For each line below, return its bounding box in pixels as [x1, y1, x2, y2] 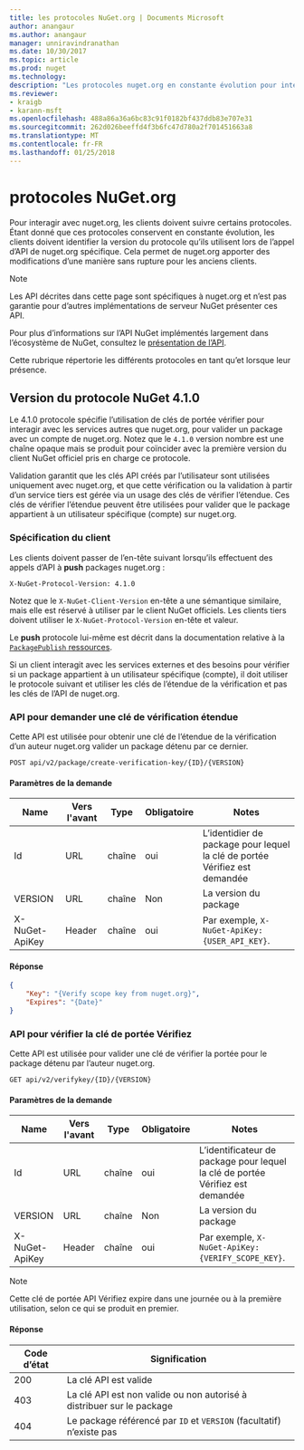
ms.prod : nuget [9, 64, 67, 73]
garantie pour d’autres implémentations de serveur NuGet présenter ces [9, 300, 278, 311]
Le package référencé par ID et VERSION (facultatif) [66, 1414, 282, 1426]
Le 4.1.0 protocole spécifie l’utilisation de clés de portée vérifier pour [9, 414, 265, 426]
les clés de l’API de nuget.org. [9, 687, 120, 698]
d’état [23, 1358, 50, 1370]
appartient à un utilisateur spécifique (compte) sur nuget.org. [9, 509, 237, 520]
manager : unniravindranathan [9, 38, 119, 48]
